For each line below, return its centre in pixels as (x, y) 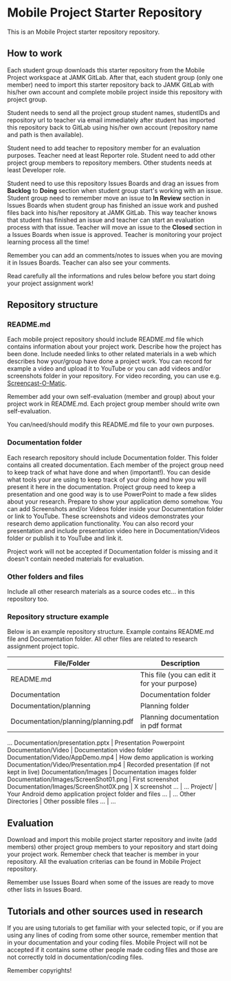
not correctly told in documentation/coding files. (76, 957)
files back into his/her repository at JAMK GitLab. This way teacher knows (112, 212)
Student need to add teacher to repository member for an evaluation (104, 148)
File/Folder (72, 663)
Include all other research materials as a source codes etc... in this (101, 592)
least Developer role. (36, 169)
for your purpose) (169, 683)
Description (180, 663)
